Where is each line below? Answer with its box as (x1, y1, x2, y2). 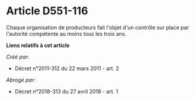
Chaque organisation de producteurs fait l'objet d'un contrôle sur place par (6, 24, 189, 31)
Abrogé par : (6, 76, 36, 83)
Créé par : (6, 53, 30, 60)
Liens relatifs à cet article (6, 42, 70, 49)
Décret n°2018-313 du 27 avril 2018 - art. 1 (14, 87, 119, 95)
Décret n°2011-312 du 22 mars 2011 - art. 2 (14, 64, 120, 72)
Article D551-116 (6, 4, 88, 18)
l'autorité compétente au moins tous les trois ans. (6, 30, 127, 37)
